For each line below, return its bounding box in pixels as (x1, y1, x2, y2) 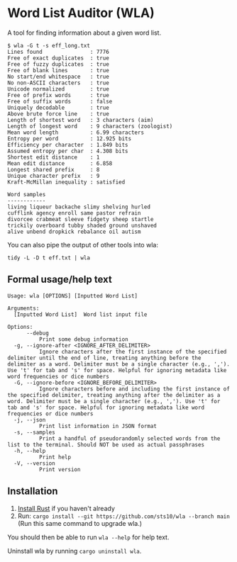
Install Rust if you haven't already (17, 504, 116, 512)
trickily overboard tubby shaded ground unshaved (7, 222, 158, 229)
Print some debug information (38, 335, 129, 343)
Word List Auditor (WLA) (7, 5, 155, 21)
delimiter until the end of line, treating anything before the (7, 354, 202, 361)
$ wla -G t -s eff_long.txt (7, 42, 91, 49)
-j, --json (13, 416, 46, 423)
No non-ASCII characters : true (7, 79, 110, 86)
